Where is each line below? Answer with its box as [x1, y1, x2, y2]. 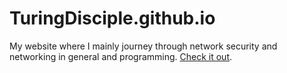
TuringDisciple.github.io [9, 7, 216, 30]
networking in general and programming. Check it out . [9, 50, 233, 62]
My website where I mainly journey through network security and [9, 40, 278, 52]
